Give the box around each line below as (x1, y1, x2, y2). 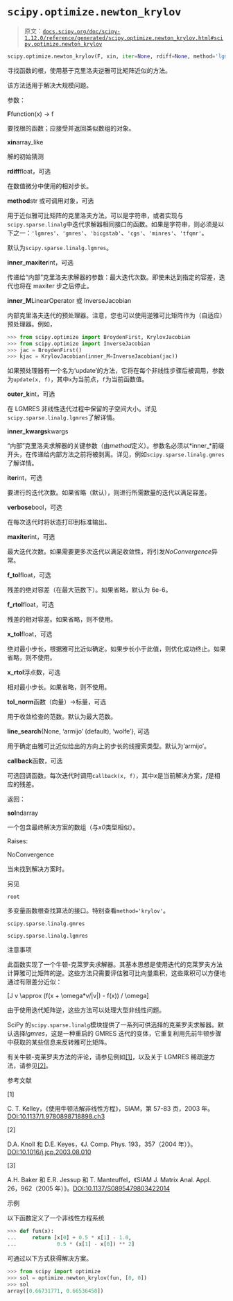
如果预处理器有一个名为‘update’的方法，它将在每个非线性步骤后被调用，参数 (7, 367, 225, 375)
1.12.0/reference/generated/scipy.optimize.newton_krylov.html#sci (24, 34, 223, 42)
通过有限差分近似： (7, 978, 62, 986)
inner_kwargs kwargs (7, 427, 69, 436)
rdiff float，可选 (7, 167, 51, 175)
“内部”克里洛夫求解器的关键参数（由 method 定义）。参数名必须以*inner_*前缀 (7, 442, 225, 450)
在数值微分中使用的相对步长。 (7, 181, 92, 190)
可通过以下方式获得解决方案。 (7, 1254, 92, 1262)
